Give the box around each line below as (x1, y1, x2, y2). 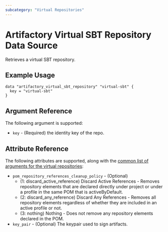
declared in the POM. (20, 216, 64, 221)
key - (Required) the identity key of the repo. (12, 130, 105, 136)
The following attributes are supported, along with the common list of (5, 158, 149, 164)
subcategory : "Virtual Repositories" (5, 7, 85, 13)
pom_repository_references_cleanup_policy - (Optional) (12, 173, 128, 179)
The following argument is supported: (5, 120, 83, 126)
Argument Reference (5, 107, 72, 115)
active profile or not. (20, 205, 62, 211)
